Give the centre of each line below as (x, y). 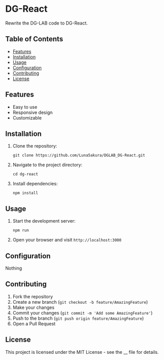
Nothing (14, 268)
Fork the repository (33, 296)
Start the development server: (44, 221)
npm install (25, 193)
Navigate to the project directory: (47, 165)
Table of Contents (34, 39)
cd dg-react (25, 174)
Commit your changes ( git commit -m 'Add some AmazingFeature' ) (83, 313)
